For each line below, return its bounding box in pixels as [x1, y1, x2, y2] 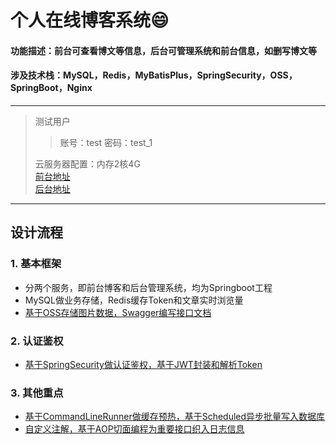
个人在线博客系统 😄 [10, 9, 170, 32]
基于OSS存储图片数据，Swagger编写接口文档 [24, 306, 212, 318]
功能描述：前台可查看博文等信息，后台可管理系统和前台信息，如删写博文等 [10, 44, 317, 56]
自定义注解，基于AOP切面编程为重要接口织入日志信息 [24, 423, 245, 435]
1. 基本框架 [10, 257, 62, 271]
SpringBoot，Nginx [10, 82, 93, 94]
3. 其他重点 [10, 386, 64, 400]
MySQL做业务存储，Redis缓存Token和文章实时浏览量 [24, 294, 244, 306]
